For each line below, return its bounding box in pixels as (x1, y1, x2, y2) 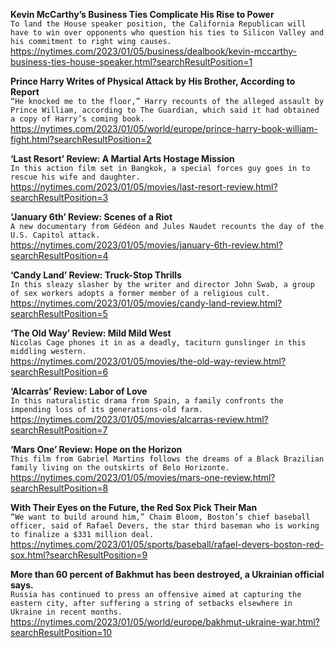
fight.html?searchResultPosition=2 (10, 134, 152, 145)
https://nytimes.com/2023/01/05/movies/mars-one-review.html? (10, 472, 276, 483)
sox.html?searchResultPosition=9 (10, 549, 148, 561)
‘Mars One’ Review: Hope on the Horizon (10, 444, 183, 455)
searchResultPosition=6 (10, 366, 109, 378)
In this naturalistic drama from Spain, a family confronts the (10, 396, 284, 406)
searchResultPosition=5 (10, 308, 108, 319)
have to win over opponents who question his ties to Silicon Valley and (10, 28, 325, 38)
